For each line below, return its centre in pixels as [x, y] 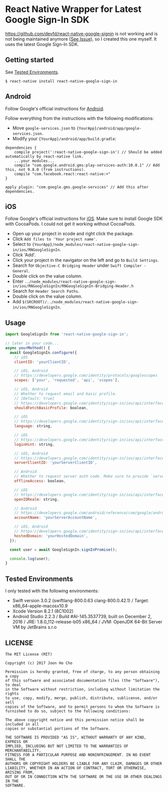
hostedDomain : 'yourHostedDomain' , [51, 536]
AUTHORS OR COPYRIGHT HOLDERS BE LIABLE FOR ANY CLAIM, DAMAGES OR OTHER [84, 764]
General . [21, 271]
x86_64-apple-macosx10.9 [40, 606]
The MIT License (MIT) [29, 654]
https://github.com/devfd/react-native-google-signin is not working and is [81, 33]
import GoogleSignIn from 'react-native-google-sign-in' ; [67, 334]
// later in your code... [32, 343]
